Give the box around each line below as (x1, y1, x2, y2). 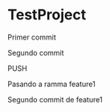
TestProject (7, 6, 87, 24)
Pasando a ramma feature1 (7, 79, 96, 89)
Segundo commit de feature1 (7, 94, 103, 104)
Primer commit (7, 32, 57, 42)
